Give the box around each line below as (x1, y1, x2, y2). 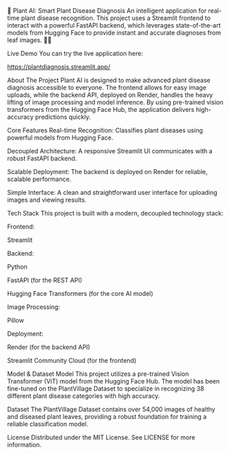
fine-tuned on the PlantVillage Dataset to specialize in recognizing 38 (7, 384, 204, 392)
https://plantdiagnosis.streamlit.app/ (7, 63, 111, 70)
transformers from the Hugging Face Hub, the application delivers (7, 106, 195, 113)
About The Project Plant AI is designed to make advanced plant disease (7, 76, 211, 84)
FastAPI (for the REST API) (7, 276, 83, 284)
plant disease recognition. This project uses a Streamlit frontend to (21, 14, 211, 22)
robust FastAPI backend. (7, 154, 77, 162)
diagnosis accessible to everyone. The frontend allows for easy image (7, 84, 207, 91)
